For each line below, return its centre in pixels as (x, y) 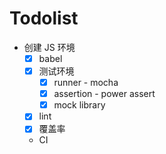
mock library (79, 105)
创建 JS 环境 (49, 47)
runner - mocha (86, 83)
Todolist (44, 18)
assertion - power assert (104, 94)
